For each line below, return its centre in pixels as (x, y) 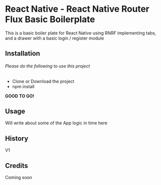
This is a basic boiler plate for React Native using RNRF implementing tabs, (80, 33)
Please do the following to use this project (48, 66)
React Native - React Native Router (77, 9)
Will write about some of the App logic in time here (56, 123)
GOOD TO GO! (20, 96)
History (17, 138)
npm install (23, 86)
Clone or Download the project (43, 81)
